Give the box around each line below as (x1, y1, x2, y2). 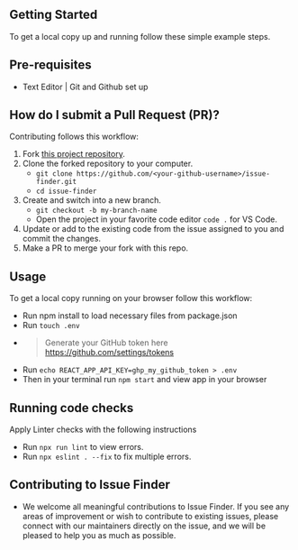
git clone (35, 170, 74, 179)
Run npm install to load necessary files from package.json (22, 310, 238, 321)
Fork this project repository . (22, 149, 126, 160)
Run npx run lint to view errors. (22, 442, 144, 453)
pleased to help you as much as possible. (22, 529, 176, 540)
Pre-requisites (9, 58, 92, 73)
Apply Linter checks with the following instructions (9, 424, 197, 435)
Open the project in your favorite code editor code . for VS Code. (35, 214, 277, 225)
